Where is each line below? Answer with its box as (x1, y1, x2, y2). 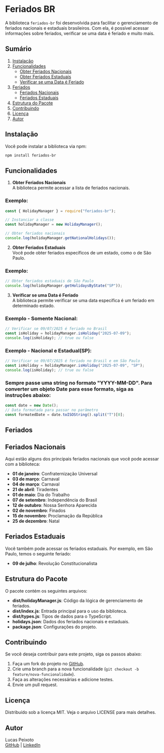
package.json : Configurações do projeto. (12, 624, 97, 630)
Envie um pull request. (12, 682, 58, 688)
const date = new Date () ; (5, 403, 58, 408)
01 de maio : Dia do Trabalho (12, 492, 70, 498)
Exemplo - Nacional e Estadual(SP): (5, 347, 92, 354)
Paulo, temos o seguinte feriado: (5, 551, 71, 556)
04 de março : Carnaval (12, 481, 60, 487)
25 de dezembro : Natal (12, 518, 60, 524)
